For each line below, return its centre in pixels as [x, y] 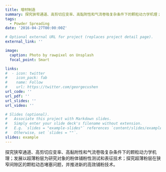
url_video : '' [20, 105]
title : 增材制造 [20, 10]
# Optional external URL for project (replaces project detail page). [79, 37]
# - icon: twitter [25, 73]
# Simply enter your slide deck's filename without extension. [74, 124]
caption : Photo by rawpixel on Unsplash [52, 55]
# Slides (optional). [27, 114]
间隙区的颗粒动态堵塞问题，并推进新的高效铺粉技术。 [63, 164]
